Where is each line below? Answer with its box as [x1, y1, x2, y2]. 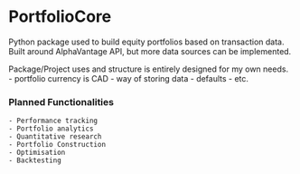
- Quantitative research [8, 132, 102, 141]
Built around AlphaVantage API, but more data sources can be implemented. [8, 45, 292, 56]
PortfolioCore [8, 6, 112, 27]
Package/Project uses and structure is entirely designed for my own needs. [8, 63, 289, 74]
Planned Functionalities [8, 95, 115, 108]
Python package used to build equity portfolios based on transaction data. [8, 36, 285, 47]
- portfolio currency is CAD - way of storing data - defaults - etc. [8, 72, 249, 83]
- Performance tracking [8, 116, 98, 126]
